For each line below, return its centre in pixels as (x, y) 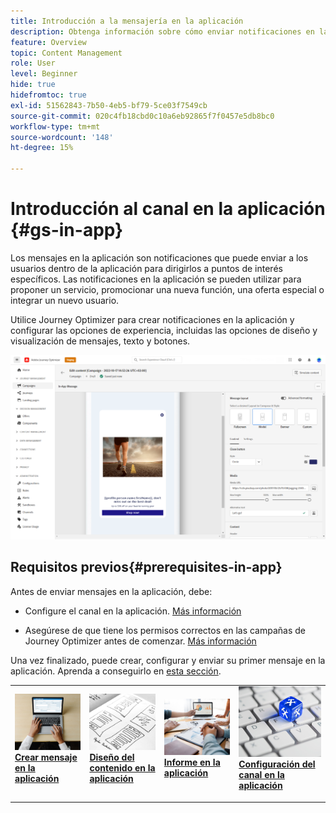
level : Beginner (44, 74)
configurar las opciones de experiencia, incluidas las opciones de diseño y (164, 330)
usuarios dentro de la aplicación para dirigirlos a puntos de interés (146, 268)
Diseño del (112, 757)
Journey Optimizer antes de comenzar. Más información (140, 641)
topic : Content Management (66, 53)
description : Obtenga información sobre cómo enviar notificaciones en (162, 31)
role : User (33, 63)
